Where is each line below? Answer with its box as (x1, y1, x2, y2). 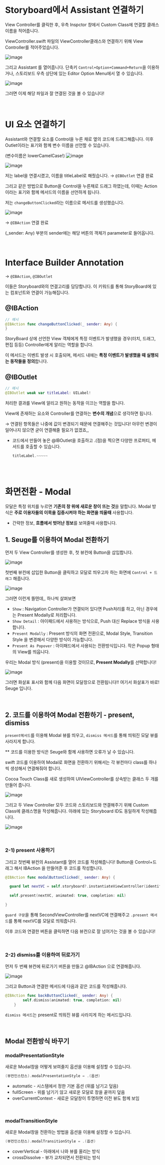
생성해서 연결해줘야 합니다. (10, 765, 62, 771)
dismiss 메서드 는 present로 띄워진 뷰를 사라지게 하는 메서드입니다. (5, 1012, 132, 1018)
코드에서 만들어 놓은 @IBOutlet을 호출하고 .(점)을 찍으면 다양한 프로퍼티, (12, 437, 151, 443)
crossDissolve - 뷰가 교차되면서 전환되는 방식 (12, 1155, 101, 1161)
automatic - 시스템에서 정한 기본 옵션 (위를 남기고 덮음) (12, 1083, 119, 1089)
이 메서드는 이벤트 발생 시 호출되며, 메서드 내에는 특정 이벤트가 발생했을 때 (5, 352, 146, 358)
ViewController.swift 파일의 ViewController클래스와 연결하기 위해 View (5, 38, 143, 44)
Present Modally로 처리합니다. (17, 612, 77, 618)
